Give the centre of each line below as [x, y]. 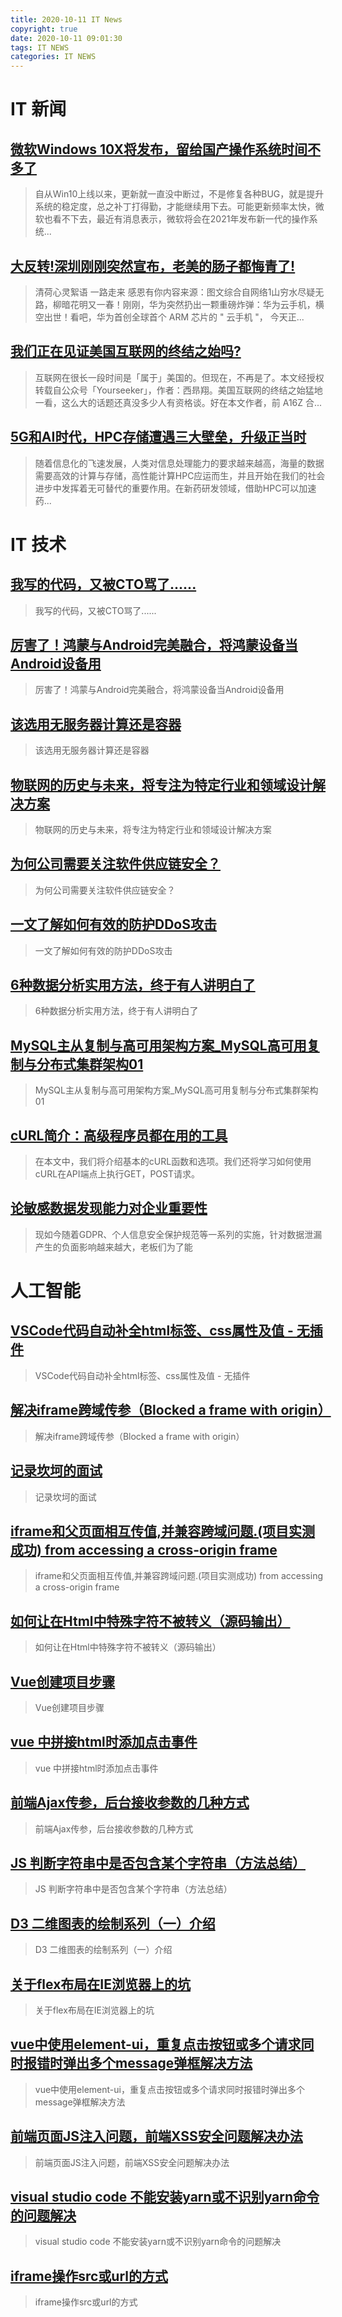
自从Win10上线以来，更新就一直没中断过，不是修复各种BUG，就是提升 [179, 194]
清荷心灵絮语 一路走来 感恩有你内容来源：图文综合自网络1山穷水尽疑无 [179, 292]
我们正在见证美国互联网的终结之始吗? [126, 351]
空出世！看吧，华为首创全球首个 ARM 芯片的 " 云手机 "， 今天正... [169, 317]
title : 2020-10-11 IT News [66, 19]
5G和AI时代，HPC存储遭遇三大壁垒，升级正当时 [158, 437]
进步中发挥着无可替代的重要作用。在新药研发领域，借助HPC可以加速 [175, 488]
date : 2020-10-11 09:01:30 [66, 38]
